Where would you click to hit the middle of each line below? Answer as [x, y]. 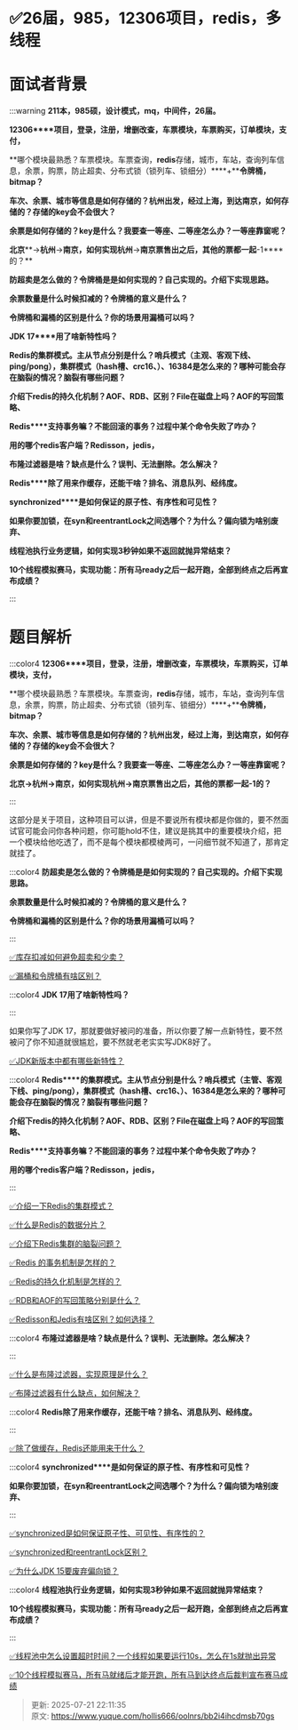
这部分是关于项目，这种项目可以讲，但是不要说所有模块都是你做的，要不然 [145, 820]
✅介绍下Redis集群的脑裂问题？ [66, 1244]
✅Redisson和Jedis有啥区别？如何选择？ [82, 1319]
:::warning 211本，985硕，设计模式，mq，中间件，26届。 [115, 111]
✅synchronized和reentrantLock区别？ [78, 1552]
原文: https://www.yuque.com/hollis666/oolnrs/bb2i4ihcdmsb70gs [153, 1716]
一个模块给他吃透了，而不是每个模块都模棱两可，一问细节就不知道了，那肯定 [149, 842]
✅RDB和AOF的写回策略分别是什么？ [75, 1301]
